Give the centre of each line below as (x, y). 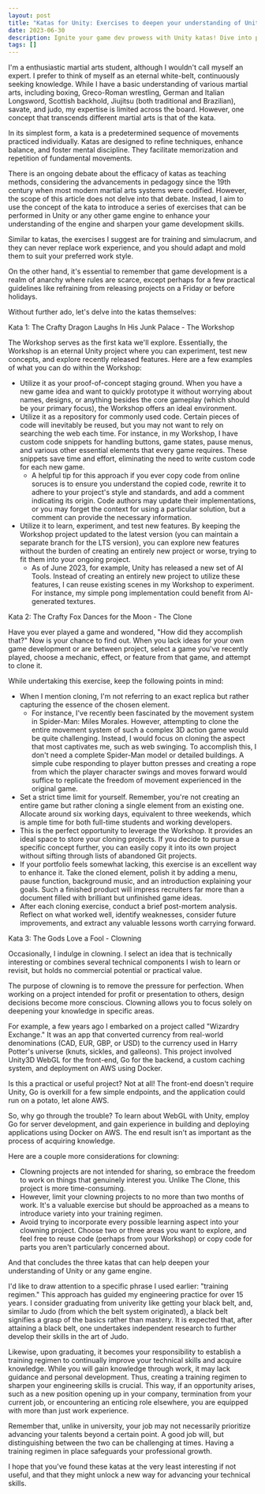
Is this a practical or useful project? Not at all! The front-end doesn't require (131, 1084)
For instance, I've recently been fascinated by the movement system (142, 713)
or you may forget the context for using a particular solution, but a (138, 509)
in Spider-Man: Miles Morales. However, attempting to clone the (135, 722)
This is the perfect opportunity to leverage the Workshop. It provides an (136, 831)
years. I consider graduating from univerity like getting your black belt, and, (131, 1303)
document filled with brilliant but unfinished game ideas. (111, 898)
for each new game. (52, 467)
